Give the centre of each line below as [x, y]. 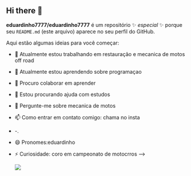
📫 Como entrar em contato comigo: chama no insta [77, 117]
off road [24, 60]
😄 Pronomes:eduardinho [45, 142]
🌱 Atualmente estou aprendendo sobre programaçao [78, 71]
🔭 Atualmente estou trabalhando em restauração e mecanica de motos [100, 54]
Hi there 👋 [24, 11]
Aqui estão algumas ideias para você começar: [63, 43]
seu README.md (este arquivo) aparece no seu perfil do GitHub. [81, 31]
